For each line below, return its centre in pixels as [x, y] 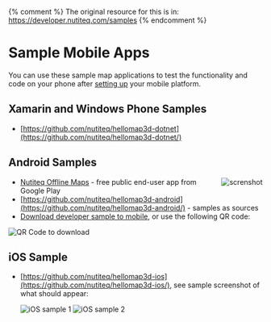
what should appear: [54, 294]
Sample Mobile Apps [79, 53]
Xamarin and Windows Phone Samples [108, 109]
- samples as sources [223, 207]
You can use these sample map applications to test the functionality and [128, 75]
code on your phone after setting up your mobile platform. [105, 83]
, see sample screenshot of [215, 285]
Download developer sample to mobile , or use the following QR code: [135, 216]
